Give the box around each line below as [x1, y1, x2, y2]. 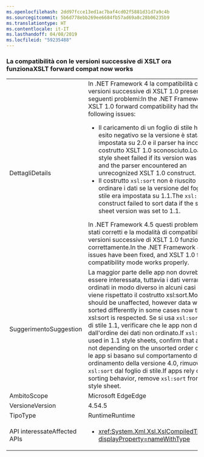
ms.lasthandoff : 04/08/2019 [6, 32, 78, 38]
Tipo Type [9, 412, 36, 420]
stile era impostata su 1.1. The [98, 192, 183, 200]
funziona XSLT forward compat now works [6, 64, 134, 73]
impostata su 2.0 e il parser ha [98, 139, 185, 147]
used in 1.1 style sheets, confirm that [87, 336, 194, 345]
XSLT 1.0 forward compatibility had [87, 102, 189, 111]
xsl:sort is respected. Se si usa [87, 313, 175, 322]
